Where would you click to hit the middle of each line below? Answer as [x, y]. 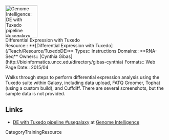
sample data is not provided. [35, 94]
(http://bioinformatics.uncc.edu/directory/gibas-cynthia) [65, 62]
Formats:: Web [140, 62]
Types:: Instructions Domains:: [107, 51]
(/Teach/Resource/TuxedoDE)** [40, 51]
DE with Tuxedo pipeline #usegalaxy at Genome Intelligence [76, 122]
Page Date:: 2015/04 [27, 67]
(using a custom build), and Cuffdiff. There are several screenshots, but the [84, 88]
